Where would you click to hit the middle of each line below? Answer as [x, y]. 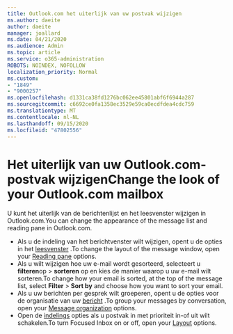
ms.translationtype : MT [42, 111]
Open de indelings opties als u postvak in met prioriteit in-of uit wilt [113, 316]
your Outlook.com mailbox [86, 194]
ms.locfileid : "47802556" [45, 130]
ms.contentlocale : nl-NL [43, 117]
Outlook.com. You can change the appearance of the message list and [107, 221]
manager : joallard [34, 33]
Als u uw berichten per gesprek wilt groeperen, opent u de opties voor [118, 294]
